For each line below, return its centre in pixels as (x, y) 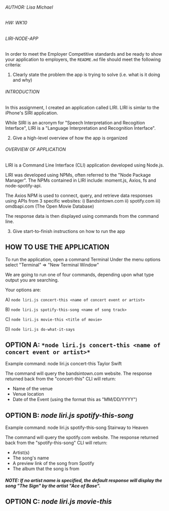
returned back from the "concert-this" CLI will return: (61, 379)
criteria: (13, 65)
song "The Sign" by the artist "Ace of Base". (53, 486)
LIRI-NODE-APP (22, 38)
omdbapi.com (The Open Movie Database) (50, 206)
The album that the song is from (46, 469)
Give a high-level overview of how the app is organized (70, 138)
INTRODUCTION (22, 92)
